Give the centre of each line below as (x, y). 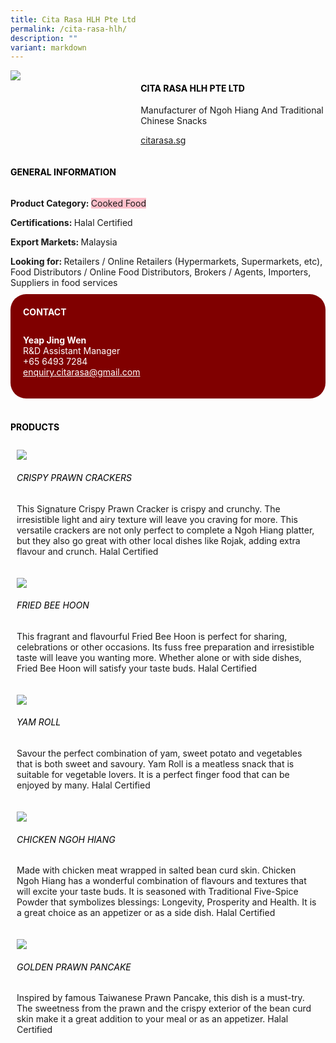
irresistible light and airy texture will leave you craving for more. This (157, 519)
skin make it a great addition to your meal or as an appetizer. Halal (152, 1019)
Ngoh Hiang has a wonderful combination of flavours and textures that (161, 881)
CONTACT (45, 312)
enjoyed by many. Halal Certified (83, 785)
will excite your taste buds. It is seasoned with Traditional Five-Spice (157, 892)
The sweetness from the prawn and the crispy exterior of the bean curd (164, 1008)
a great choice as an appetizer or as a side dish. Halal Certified (146, 913)
